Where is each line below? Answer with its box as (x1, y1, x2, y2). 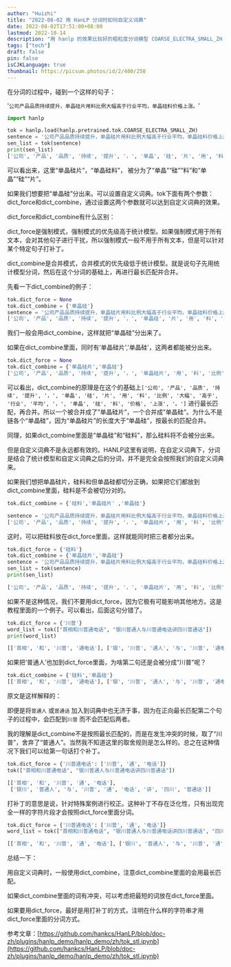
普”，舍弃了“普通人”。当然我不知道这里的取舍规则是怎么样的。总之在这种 (7, 738, 214, 746)
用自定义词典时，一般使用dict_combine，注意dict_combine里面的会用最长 (7, 868, 215, 877)
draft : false (7, 49, 45, 56)
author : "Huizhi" (7, 10, 57, 17)
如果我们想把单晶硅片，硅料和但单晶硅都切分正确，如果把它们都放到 (7, 477, 200, 486)
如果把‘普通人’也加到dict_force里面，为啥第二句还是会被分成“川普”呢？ (7, 658, 206, 666)
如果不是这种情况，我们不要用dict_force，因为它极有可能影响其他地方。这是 (7, 597, 222, 605)
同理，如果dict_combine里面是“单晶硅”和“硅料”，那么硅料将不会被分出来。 (7, 431, 219, 439)
